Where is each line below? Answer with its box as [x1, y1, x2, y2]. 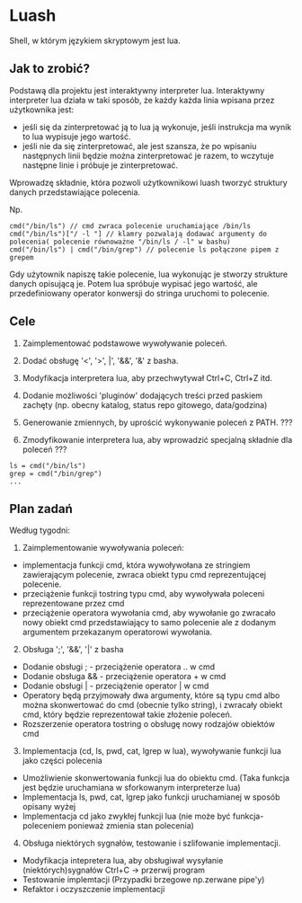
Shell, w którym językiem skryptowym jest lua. [9, 35, 182, 46]
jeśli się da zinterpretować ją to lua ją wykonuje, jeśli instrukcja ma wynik [22, 121, 292, 132]
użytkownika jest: [9, 104, 75, 115]
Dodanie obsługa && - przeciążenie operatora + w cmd [22, 671, 226, 682]
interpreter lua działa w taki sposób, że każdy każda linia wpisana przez [9, 94, 275, 105]
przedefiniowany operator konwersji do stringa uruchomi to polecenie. [9, 288, 270, 298]
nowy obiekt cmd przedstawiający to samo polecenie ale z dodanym [22, 617, 277, 628]
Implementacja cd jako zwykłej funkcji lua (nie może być [22, 810, 231, 822]
